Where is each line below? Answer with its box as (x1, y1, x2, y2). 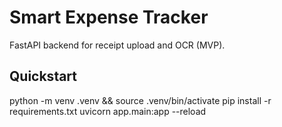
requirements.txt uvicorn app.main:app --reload (9, 105, 207, 117)
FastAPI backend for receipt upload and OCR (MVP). (9, 39, 226, 51)
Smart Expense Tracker (9, 6, 209, 29)
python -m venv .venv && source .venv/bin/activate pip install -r (9, 94, 272, 106)
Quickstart (9, 68, 78, 85)
